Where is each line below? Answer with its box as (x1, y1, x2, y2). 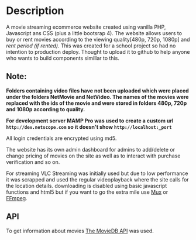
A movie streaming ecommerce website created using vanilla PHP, (6, 23, 166, 30)
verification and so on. (6, 158, 60, 165)
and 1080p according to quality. (6, 105, 85, 112)
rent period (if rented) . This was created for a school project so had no (6, 42, 176, 49)
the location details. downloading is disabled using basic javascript (6, 182, 167, 189)
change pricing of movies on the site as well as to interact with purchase (6, 152, 181, 159)
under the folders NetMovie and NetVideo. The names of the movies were (6, 93, 189, 100)
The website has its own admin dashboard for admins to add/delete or (6, 146, 176, 153)
